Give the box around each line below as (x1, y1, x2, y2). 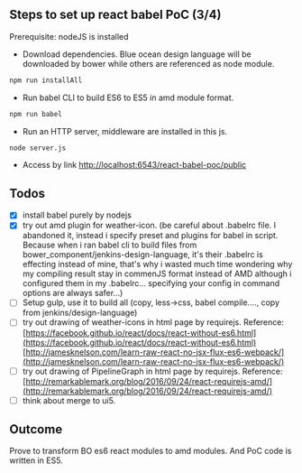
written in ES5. (9, 455, 63, 466)
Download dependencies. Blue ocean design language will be (22, 49, 252, 60)
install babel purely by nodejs (22, 209, 133, 220)
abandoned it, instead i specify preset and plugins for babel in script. (22, 230, 279, 241)
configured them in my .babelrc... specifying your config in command (22, 278, 280, 289)
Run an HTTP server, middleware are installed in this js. (22, 125, 228, 136)
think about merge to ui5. (22, 394, 116, 405)
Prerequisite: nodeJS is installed (9, 31, 129, 42)
